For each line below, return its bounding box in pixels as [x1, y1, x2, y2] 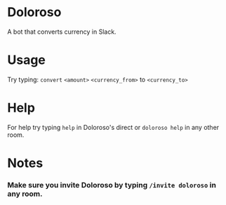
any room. [7, 189, 43, 199]
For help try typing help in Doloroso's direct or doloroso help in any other [7, 123, 220, 131]
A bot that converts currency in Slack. [7, 27, 117, 36]
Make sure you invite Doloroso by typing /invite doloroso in [7, 180, 216, 190]
